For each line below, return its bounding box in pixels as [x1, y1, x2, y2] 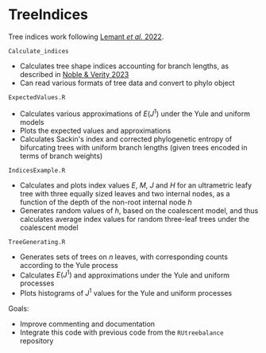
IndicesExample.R [8, 166, 66, 174]
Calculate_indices [8, 47, 69, 55]
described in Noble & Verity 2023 [19, 69, 129, 79]
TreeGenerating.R [8, 238, 66, 246]
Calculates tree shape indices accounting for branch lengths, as [19, 61, 229, 71]
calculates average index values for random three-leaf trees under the [19, 214, 250, 223]
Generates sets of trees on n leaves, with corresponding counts [19, 252, 229, 262]
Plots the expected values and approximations [19, 126, 172, 135]
